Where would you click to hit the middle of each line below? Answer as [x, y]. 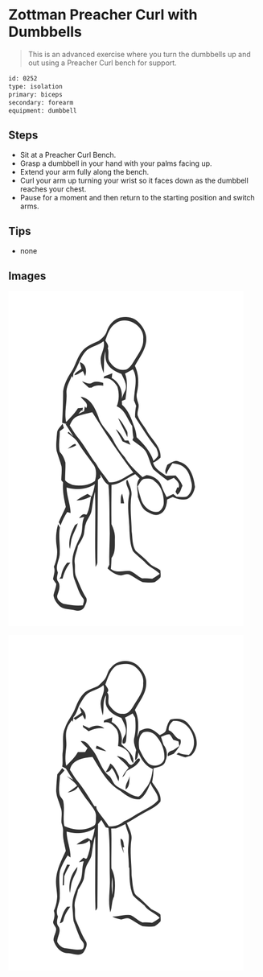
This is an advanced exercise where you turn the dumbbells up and [139, 54]
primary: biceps [35, 94]
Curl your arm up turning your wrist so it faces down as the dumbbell [134, 180]
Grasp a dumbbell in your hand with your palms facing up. [116, 163]
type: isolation [35, 86]
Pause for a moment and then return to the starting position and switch [137, 197]
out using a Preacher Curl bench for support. [102, 63]
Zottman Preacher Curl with [103, 15]
